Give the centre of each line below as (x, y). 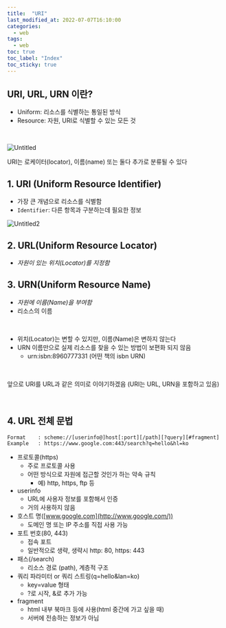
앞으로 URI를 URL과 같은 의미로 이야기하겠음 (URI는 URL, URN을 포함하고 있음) (113, 384)
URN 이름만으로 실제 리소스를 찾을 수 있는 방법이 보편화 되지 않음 (104, 347)
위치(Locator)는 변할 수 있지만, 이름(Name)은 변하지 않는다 (97, 338)
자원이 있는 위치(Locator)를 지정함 (63, 263)
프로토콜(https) (37, 457)
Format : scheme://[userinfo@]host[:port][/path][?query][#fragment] (113, 437)
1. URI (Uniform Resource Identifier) (84, 184)
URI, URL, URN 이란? (50, 95)
